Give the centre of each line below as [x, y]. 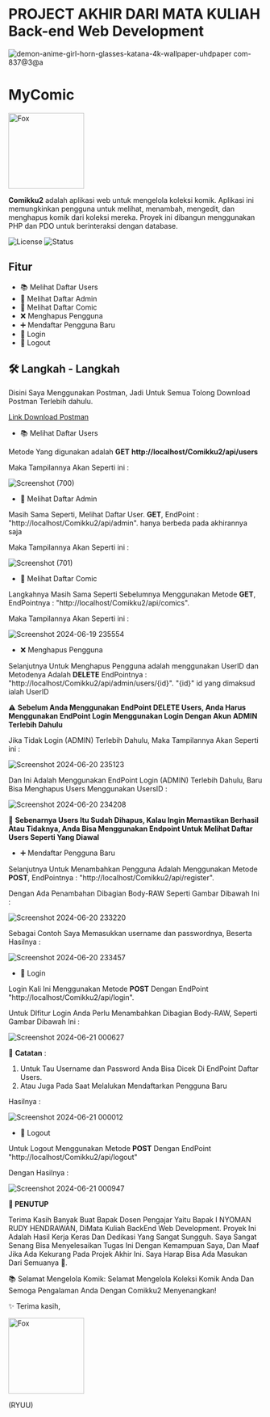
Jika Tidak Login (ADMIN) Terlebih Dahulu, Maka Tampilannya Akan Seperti [134, 740]
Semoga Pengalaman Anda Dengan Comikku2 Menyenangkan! [112, 1290]
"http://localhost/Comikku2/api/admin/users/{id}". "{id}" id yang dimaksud [132, 683]
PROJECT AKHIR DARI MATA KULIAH [134, 14]
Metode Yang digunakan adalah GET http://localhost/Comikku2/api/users [133, 451]
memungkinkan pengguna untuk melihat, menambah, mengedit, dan [122, 209]
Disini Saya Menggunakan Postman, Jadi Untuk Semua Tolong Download [129, 392]
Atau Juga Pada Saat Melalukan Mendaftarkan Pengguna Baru [123, 1086]
